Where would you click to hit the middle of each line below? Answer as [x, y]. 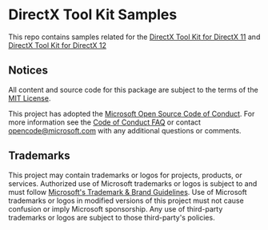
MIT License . [30, 98]
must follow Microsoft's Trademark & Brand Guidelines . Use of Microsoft [128, 192]
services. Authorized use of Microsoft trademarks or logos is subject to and [133, 183]
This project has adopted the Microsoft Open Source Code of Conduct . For [132, 113]
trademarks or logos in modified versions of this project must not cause [126, 200]
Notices [28, 71]
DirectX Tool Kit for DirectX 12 [57, 45]
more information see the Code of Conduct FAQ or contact [105, 122]
